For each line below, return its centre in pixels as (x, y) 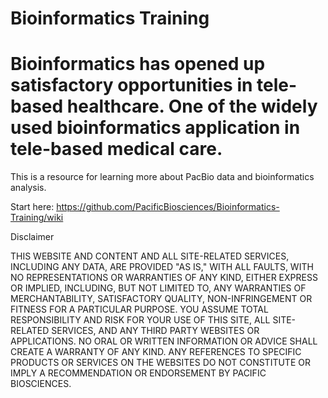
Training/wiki (37, 218)
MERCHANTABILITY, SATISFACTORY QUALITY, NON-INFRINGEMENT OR (161, 299)
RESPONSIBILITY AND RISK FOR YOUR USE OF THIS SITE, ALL (140, 320)
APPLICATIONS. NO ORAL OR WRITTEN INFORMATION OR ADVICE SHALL (164, 341)
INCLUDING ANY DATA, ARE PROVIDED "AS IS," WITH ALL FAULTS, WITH (162, 267)
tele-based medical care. (116, 149)
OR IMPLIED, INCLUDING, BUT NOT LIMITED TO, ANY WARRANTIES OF (158, 288)
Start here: (32, 207)
